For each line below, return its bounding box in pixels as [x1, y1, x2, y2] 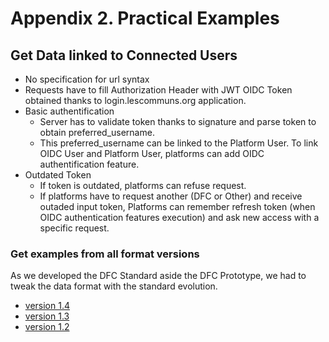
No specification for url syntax [24, 73, 150, 85]
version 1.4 [24, 300, 70, 312]
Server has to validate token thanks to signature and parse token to [39, 116, 317, 127]
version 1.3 [24, 310, 70, 322]
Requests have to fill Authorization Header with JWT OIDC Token [24, 84, 293, 96]
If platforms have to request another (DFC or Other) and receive [39, 190, 303, 202]
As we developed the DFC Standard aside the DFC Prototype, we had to [10, 270, 307, 282]
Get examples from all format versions [10, 247, 200, 261]
